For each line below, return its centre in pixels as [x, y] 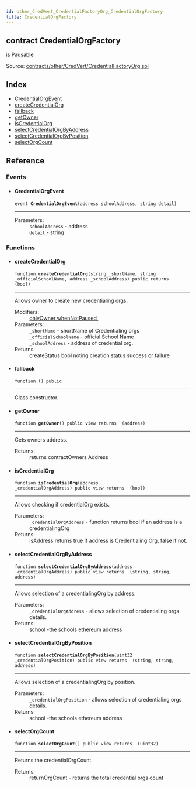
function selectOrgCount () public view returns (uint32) [86, 744]
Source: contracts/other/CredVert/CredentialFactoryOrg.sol [77, 66]
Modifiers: [27, 312]
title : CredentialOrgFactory [41, 17]
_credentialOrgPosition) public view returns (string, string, [94, 660]
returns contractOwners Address [69, 457]
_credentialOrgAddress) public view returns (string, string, [93, 572]
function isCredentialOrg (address [56, 483]
